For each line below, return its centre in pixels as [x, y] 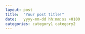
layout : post [19, 10]
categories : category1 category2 [40, 24]
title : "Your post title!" [35, 14]
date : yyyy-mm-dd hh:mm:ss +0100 [43, 19]
